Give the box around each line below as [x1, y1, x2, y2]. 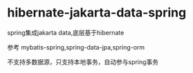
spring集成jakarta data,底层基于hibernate [7, 28, 125, 36]
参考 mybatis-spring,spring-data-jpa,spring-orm [7, 43, 145, 51]
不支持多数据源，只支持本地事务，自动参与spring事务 [7, 57, 159, 66]
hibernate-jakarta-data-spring [7, 5, 187, 21]
